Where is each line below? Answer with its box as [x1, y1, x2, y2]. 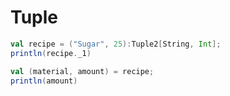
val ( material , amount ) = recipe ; [10, 66, 155, 76]
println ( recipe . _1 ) [10, 48, 92, 58]
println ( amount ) [10, 76, 78, 86]
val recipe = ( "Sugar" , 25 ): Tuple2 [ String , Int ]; [10, 39, 222, 49]
